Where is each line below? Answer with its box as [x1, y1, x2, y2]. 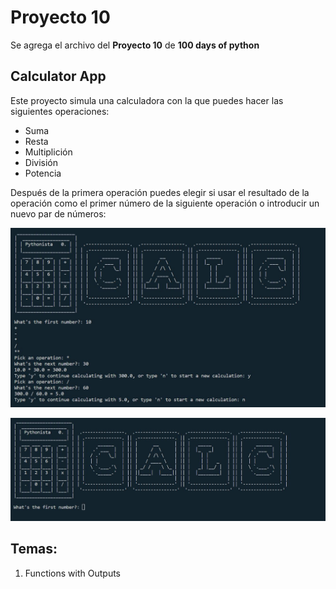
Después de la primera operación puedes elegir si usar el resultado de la [10, 186, 310, 198]
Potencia [24, 167, 62, 179]
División [24, 156, 58, 168]
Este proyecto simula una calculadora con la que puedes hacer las [10, 94, 284, 106]
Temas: [10, 541, 58, 558]
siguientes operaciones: [10, 105, 110, 117]
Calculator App [10, 68, 107, 85]
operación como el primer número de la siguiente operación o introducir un [10, 197, 320, 209]
